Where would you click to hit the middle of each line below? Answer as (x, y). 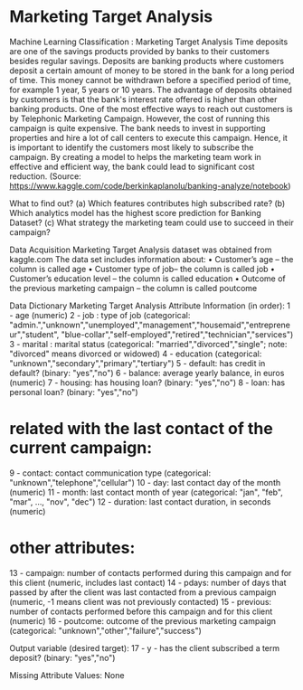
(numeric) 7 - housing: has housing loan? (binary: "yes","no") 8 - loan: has (147, 383)
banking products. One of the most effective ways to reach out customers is (151, 109)
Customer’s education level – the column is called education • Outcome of (148, 279)
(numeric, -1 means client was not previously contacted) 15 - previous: (141, 601)
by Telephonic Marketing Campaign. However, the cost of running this (140, 118)
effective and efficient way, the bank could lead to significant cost (132, 166)
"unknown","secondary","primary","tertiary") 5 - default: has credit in (137, 363)
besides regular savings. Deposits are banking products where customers (147, 61)
